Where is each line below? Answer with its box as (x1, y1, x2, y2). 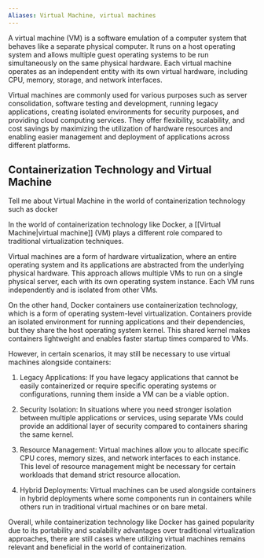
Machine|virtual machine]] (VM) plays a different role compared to (8, 228, 222, 238)
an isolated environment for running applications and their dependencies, (8, 317, 246, 327)
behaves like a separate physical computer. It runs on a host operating (8, 41, 236, 51)
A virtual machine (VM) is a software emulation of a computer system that (8, 33, 247, 42)
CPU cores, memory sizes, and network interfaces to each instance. (19, 453, 241, 463)
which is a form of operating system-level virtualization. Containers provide (8, 309, 252, 319)
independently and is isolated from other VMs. (8, 285, 159, 295)
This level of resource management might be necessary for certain (19, 462, 236, 471)
